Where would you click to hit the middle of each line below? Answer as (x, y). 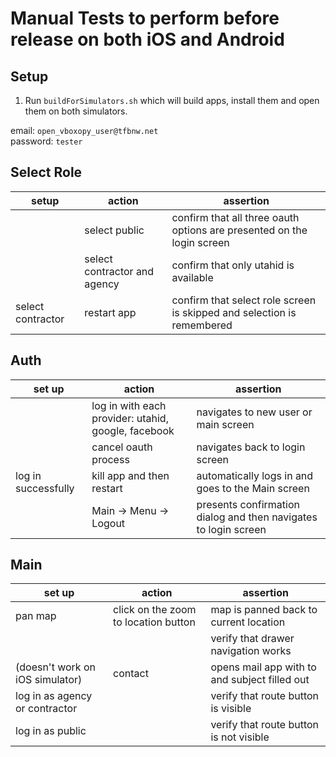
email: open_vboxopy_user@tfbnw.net (84, 130)
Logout (108, 523)
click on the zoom (155, 610)
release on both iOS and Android (147, 39)
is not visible (240, 737)
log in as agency (54, 696)
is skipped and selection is (234, 312)
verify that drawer (252, 639)
